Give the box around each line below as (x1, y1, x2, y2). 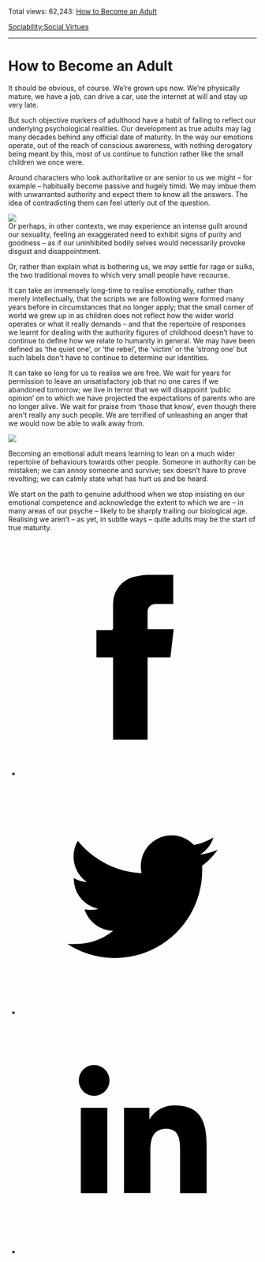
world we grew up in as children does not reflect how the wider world (8, 310, 234, 320)
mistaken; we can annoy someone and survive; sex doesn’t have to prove (8, 465, 247, 475)
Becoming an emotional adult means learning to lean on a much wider (8, 449, 235, 458)
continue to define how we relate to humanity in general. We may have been (8, 335, 256, 345)
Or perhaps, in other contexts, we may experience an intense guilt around (8, 221, 248, 230)
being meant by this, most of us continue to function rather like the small (8, 149, 244, 158)
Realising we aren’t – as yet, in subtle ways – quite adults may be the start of (8, 514, 256, 524)
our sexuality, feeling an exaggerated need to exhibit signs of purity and (8, 229, 242, 239)
